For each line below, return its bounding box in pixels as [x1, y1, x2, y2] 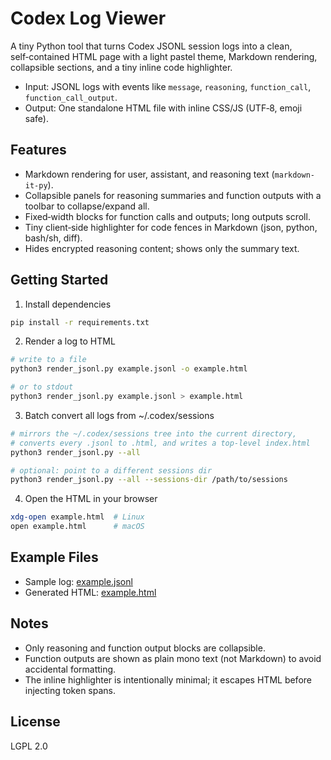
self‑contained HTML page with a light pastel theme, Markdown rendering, [10, 50, 318, 62]
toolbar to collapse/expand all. [24, 200, 150, 212]
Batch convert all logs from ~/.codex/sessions [24, 409, 215, 421]
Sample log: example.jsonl [24, 575, 133, 587]
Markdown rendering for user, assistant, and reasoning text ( [24, 168, 275, 180]
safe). [24, 112, 49, 124]
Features [10, 142, 67, 159]
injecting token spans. [24, 684, 117, 696]
